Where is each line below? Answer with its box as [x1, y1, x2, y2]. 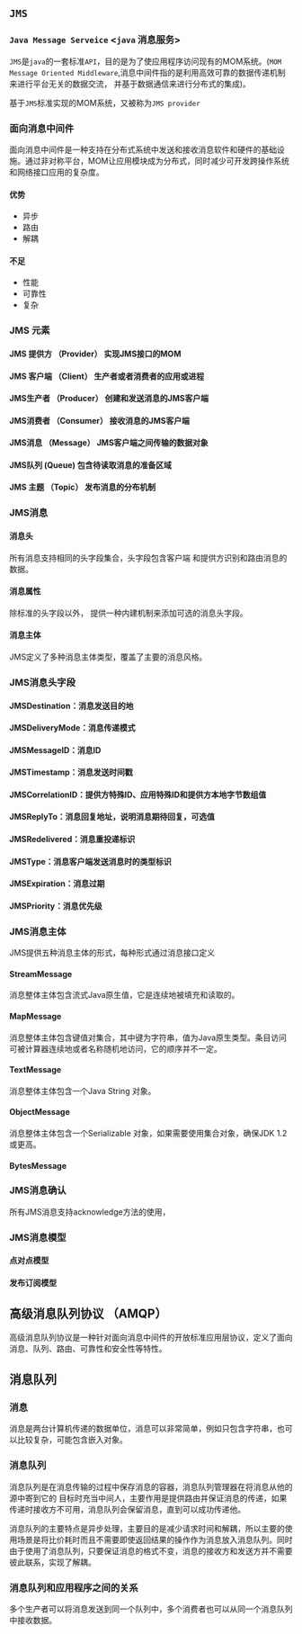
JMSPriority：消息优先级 [9, 900, 103, 911]
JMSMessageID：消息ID [9, 744, 102, 755]
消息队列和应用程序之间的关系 [9, 1581, 139, 1594]
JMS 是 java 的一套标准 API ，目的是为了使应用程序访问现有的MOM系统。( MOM [9, 56, 282, 67]
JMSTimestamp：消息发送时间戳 [9, 767, 133, 777]
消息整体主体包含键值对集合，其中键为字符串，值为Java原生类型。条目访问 [9, 1032, 288, 1043]
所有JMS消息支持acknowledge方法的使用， [9, 1206, 171, 1217]
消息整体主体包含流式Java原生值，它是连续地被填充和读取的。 [9, 990, 240, 1001]
